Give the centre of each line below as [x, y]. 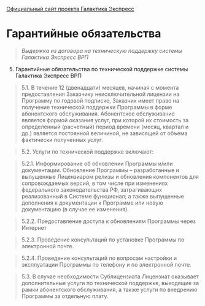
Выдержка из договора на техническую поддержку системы [102, 50]
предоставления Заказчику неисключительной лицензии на [100, 94]
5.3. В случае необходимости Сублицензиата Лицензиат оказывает [110, 277]
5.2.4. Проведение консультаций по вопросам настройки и [99, 258]
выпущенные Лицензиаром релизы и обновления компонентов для [110, 176]
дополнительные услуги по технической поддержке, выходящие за [110, 283]
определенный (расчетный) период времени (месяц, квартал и [105, 127]
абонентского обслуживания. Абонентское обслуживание [98, 114]
